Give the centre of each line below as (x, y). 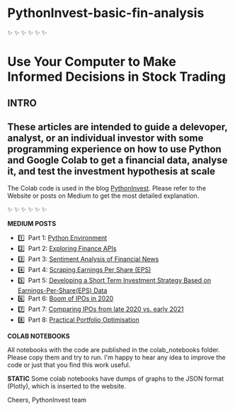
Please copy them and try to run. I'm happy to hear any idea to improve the (116, 357)
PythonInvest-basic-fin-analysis (106, 13)
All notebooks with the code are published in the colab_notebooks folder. (114, 350)
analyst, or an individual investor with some (105, 138)
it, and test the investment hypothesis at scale (111, 171)
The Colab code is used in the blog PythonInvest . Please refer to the (107, 188)
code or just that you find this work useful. (69, 365)
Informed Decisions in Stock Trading (117, 77)
